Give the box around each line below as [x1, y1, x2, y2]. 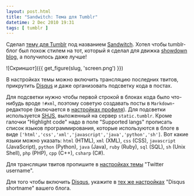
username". [6, 167, 34, 174]
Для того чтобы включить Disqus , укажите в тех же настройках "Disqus [6, 178, 185, 185]
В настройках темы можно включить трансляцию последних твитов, [6, 76, 179, 83]
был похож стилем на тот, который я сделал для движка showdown [18, 47, 188, 54]
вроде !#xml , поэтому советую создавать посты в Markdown [25, 100, 172, 107]
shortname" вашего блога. [6, 185, 71, 192]
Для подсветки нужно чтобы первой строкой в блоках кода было [6, 94, 170, 101]
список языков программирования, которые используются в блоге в [6, 125, 179, 132]
